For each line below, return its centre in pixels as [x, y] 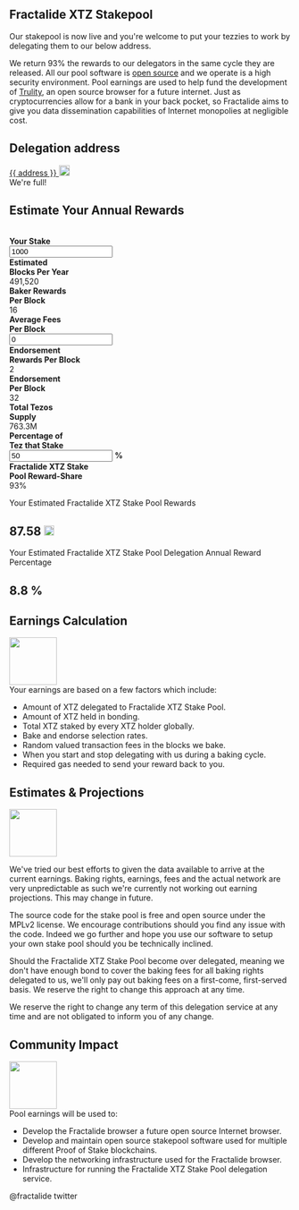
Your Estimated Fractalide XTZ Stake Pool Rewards [103, 503]
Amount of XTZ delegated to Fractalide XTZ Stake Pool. [124, 707]
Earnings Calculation [68, 621]
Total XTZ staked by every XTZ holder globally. [108, 726]
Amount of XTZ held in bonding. [81, 717]
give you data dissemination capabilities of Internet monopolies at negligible [149, 110]
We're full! [28, 182]
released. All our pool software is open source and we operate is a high [140, 72]
